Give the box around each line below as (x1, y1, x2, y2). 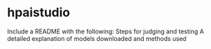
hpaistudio (7, 5, 71, 20)
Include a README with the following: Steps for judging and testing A (7, 27, 204, 35)
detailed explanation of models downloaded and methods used (7, 34, 187, 42)
